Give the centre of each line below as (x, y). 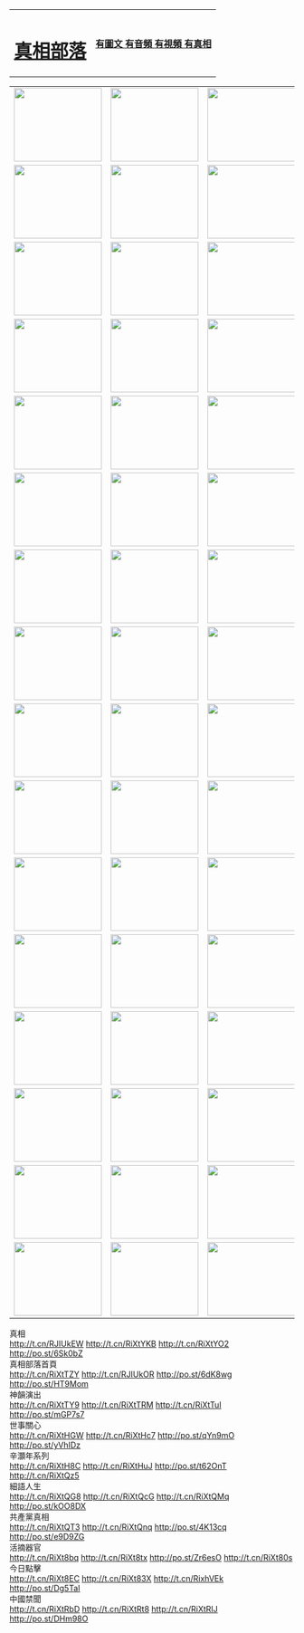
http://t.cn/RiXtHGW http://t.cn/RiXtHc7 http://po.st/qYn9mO (122, 1436)
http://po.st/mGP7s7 (47, 1415)
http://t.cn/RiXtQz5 (44, 1475)
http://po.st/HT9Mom (49, 1384)
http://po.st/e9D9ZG (47, 1537)
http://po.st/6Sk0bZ (46, 1353)
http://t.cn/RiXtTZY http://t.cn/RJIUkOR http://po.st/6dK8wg (121, 1374)
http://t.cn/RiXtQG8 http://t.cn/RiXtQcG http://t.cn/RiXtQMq (119, 1496)
